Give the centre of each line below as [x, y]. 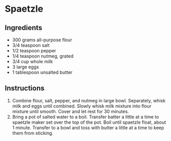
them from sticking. [33, 133]
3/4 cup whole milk [33, 61]
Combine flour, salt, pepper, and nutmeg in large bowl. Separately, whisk [89, 100]
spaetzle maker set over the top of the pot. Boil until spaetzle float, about [89, 122]
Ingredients [24, 28]
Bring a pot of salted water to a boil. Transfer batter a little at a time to [85, 117]
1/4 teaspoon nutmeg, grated [43, 56]
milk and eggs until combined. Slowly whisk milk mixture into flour [82, 106]
